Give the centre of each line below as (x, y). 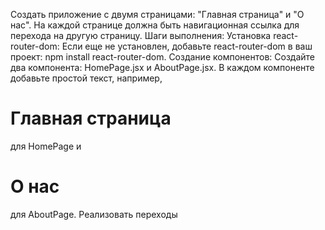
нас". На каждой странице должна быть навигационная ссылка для (155, 25)
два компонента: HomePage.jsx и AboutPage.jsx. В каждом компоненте (162, 67)
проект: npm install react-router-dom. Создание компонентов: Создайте (162, 57)
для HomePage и (46, 146)
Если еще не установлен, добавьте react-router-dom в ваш (187, 46)
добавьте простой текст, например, (86, 78)
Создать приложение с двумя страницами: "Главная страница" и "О (157, 14)
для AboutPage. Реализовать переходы (94, 214)
